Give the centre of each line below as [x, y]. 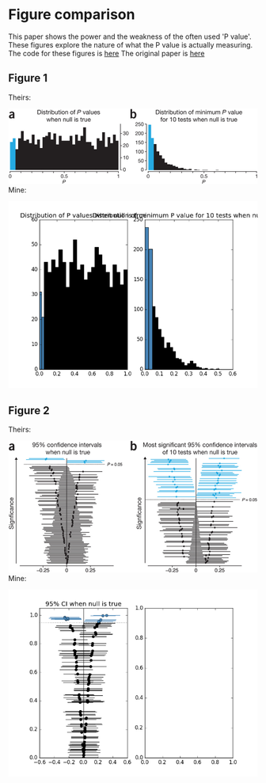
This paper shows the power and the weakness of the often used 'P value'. [130, 36]
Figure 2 [29, 411]
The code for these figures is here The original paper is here [106, 53]
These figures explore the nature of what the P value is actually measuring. [131, 44]
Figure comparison [72, 15]
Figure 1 [28, 78]
